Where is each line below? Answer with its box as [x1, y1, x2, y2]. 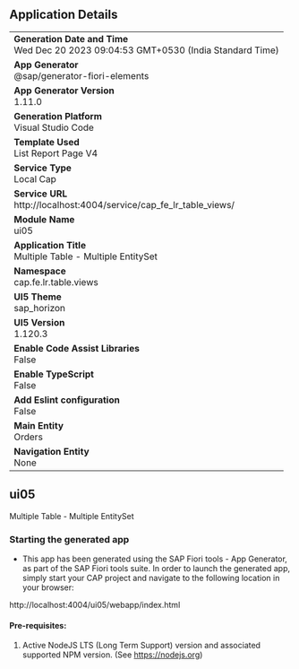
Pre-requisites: [9, 620, 67, 630]
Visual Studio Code [13, 121, 94, 134]
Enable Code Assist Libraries [13, 342, 141, 354]
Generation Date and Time [13, 32, 129, 45]
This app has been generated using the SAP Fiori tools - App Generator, [21, 553, 288, 564]
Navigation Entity [13, 445, 90, 457]
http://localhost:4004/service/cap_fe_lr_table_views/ [13, 198, 235, 211]
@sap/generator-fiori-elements [13, 69, 149, 82]
